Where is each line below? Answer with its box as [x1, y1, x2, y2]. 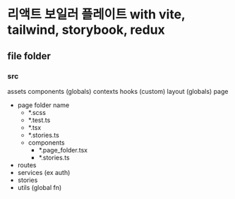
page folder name [17, 100, 70, 109]
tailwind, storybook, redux [7, 22, 166, 38]
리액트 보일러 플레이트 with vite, [7, 6, 186, 23]
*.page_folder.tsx [38, 145, 88, 154]
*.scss [28, 108, 46, 116]
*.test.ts [28, 116, 51, 124]
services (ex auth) [17, 168, 71, 176]
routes [17, 160, 37, 169]
